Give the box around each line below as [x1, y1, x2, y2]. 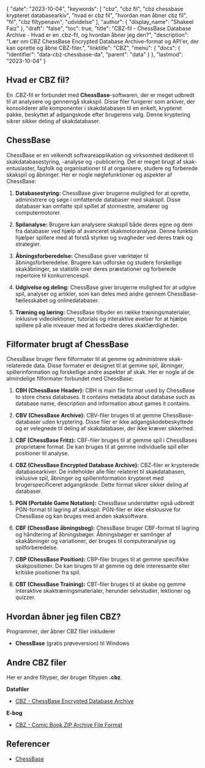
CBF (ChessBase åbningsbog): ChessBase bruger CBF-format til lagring [15, 524, 199, 532]
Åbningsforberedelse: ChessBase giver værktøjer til [15, 252, 149, 259]
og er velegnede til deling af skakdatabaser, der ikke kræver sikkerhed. [15, 425, 195, 432]
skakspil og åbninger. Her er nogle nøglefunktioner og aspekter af [6, 171, 173, 178]
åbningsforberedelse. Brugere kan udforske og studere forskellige [15, 259, 182, 266]
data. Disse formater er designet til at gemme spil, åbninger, [33, 362, 185, 370]
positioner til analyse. [15, 450, 69, 457]
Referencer [6, 739, 50, 750]
